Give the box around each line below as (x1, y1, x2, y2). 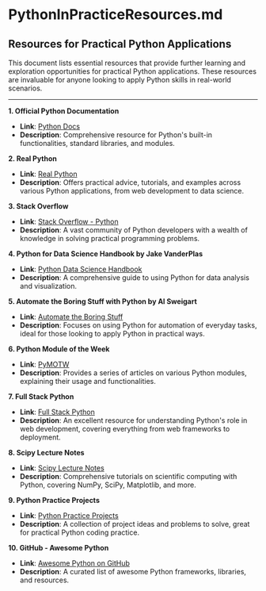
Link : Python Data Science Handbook (19, 264, 142, 274)
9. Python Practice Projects (8, 496, 101, 505)
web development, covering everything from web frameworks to (19, 424, 230, 433)
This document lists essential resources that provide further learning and (8, 58, 246, 67)
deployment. (19, 432, 61, 442)
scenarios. (8, 83, 43, 93)
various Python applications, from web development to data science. (19, 186, 245, 195)
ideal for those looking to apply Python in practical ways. (19, 329, 205, 338)
